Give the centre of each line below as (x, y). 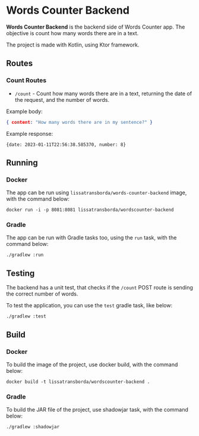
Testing (20, 273)
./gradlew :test (26, 316)
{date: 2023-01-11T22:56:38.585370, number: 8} (66, 144)
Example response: (30, 133)
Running (22, 162)
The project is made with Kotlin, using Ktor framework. (73, 45)
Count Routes (26, 80)
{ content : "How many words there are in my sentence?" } (79, 122)
